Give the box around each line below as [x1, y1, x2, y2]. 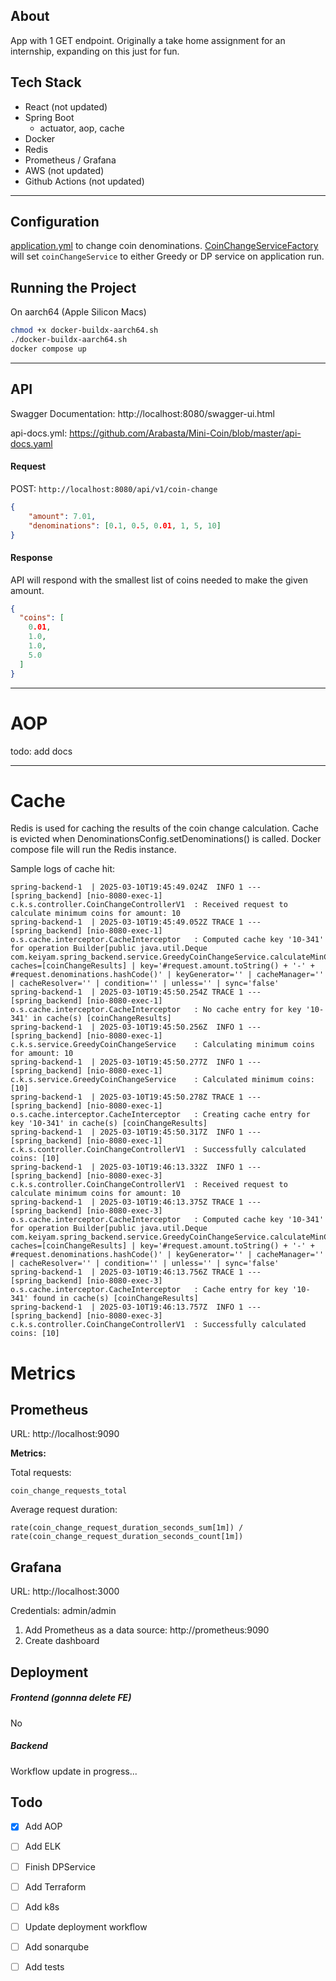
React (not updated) [24, 100, 108, 113]
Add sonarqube [24, 1940, 90, 1953]
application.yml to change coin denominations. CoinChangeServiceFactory [10, 240, 319, 252]
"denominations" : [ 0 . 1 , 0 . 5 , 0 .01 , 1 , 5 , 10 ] [28, 520, 222, 531]
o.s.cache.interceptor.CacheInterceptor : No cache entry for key [10, 1005, 302, 1015]
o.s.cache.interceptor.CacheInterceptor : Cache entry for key [10, 1285, 288, 1295]
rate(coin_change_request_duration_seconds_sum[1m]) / [10, 1523, 244, 1533]
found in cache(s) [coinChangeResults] [32, 1294, 199, 1304]
